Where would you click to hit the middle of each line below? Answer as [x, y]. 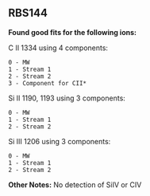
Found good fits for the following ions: [73, 32]
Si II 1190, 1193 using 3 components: [67, 98]
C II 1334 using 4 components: [58, 48]
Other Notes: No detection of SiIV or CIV [75, 184]
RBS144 [28, 13]
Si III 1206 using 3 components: [60, 141]
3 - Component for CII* [48, 83]
